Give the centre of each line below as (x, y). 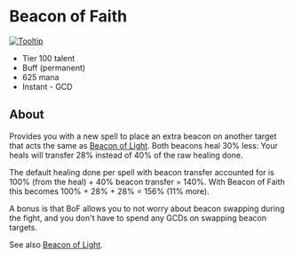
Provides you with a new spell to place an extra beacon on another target (143, 136)
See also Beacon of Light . (56, 244)
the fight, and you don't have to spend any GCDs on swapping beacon (138, 218)
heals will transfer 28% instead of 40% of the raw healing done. (126, 155)
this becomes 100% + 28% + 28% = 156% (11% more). (110, 191)
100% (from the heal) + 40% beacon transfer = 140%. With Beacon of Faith (147, 182)
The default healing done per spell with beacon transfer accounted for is (142, 172)
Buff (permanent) (54, 68)
